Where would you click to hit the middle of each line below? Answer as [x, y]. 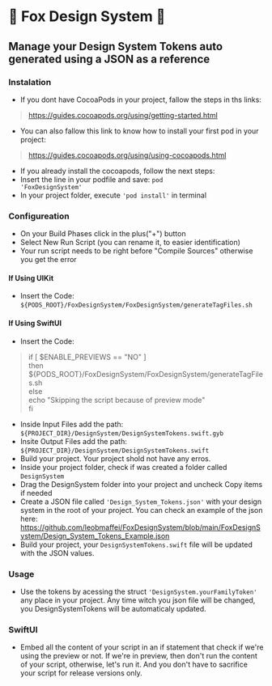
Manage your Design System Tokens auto [116, 47]
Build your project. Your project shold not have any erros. [115, 458]
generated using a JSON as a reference [109, 59]
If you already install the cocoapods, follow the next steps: [117, 171]
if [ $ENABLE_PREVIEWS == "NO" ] [87, 357]
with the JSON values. [57, 553]
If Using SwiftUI [35, 323]
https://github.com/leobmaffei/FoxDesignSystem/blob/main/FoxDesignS [140, 527]
